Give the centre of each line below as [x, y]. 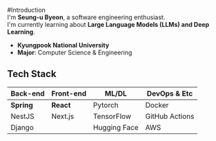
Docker [157, 105]
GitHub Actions [170, 116]
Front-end [69, 94]
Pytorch [106, 105]
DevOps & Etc [170, 94]
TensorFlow [112, 116]
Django [22, 127]
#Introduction [27, 10]
